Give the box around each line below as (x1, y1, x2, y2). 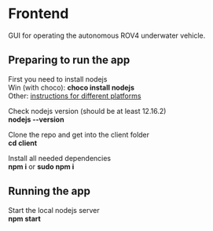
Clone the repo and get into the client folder (8, 130, 150, 139)
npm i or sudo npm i (8, 162, 75, 171)
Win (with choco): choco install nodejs (8, 82, 135, 92)
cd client (8, 138, 38, 148)
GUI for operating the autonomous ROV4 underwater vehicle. (8, 31, 206, 40)
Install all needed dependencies (8, 153, 112, 163)
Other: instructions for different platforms (8, 91, 141, 101)
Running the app (8, 185, 90, 198)
